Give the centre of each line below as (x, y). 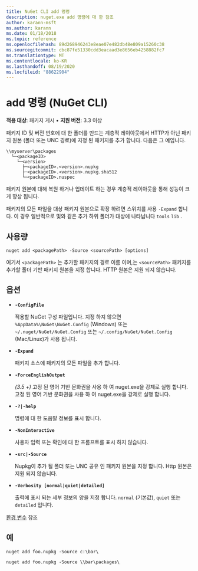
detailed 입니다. (34, 504)
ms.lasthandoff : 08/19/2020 (41, 66)
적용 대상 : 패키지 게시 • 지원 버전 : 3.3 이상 (54, 120)
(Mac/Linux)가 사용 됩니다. (46, 339)
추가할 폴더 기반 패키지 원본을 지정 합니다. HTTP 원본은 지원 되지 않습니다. (91, 270)
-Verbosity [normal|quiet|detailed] (60, 485)
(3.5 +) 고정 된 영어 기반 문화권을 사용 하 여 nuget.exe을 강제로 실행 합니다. (101, 386)
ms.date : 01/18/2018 (32, 34)
